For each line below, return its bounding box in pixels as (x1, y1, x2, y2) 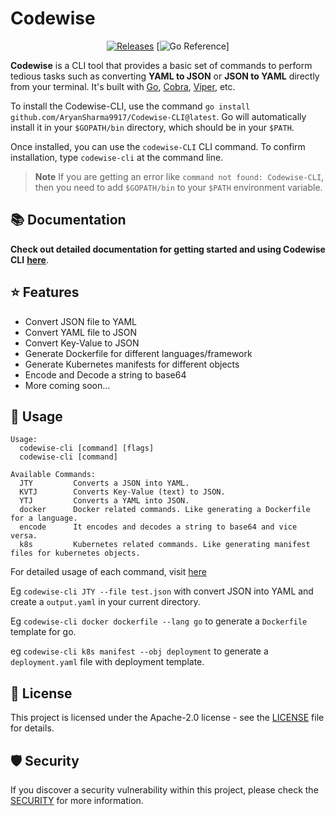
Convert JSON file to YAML (24, 315, 137, 327)
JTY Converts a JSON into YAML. (19, 478, 190, 489)
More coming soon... (24, 379, 111, 391)
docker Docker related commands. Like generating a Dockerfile (19, 505, 311, 515)
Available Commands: (10, 470, 97, 480)
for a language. (10, 513, 78, 524)
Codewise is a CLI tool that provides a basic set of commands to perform (10, 59, 313, 71)
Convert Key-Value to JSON (24, 337, 140, 349)
